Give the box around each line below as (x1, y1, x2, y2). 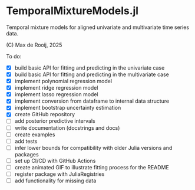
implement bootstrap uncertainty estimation (14, 104, 121, 112)
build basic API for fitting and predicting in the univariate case (14, 64, 165, 71)
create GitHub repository (14, 111, 75, 118)
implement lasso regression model (14, 91, 98, 98)
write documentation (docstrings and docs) (14, 124, 120, 131)
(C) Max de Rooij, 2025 (6, 41, 62, 48)
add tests (14, 137, 38, 145)
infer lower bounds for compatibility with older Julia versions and (14, 144, 173, 151)
